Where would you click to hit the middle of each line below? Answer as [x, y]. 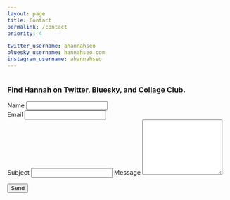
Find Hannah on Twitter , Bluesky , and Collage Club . [97, 90]
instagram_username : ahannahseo [55, 59]
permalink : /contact [38, 27]
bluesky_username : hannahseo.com [56, 53]
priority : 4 [25, 33]
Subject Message [74, 173]
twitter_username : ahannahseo [52, 46]
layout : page [26, 14]
